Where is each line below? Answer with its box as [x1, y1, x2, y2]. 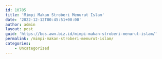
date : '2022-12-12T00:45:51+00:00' [5, 17, 82, 22]
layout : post [5, 27, 33, 32]
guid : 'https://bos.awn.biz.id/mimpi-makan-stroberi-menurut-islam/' [5, 31, 158, 36]
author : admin [5, 22, 36, 27]
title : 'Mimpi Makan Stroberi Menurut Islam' [5, 12, 104, 17]
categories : [5, 41, 31, 46]
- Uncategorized [14, 46, 50, 51]
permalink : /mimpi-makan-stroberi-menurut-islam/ [5, 36, 114, 42]
